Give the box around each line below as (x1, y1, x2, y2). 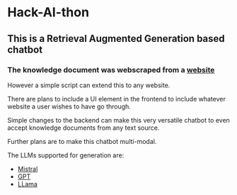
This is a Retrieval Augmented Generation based (7, 33, 225, 45)
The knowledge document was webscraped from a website (7, 65, 215, 74)
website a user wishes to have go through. (7, 102, 131, 111)
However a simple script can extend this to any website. (7, 81, 170, 89)
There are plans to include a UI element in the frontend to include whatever (7, 94, 226, 103)
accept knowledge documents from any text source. (7, 123, 160, 132)
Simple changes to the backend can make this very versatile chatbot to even (7, 116, 230, 124)
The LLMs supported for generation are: (7, 150, 125, 160)
